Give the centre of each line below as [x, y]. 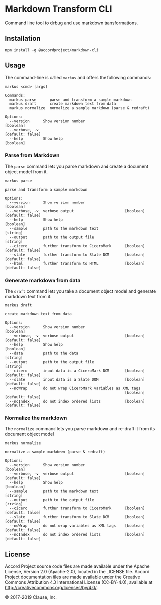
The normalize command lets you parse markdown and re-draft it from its [80, 429]
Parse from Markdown [32, 155]
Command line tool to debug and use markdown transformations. [72, 23]
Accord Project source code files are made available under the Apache [77, 566]
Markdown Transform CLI [59, 9]
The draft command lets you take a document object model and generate [80, 291]
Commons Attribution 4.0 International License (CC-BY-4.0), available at [79, 582]
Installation [23, 39]
